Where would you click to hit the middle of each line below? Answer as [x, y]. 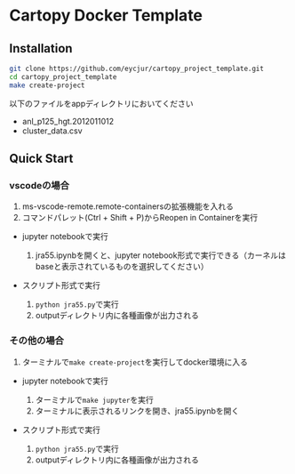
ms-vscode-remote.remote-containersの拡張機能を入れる [128, 206]
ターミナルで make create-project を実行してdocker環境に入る [135, 362]
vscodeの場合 [39, 185]
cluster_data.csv [52, 131]
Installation [41, 48]
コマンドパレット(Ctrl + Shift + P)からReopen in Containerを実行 [140, 218]
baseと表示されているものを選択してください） [122, 267]
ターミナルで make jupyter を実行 [94, 399]
